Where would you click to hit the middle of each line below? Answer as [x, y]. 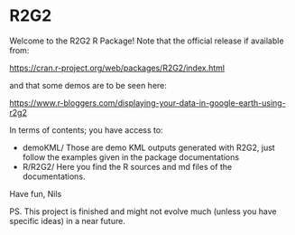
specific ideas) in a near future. [68, 221]
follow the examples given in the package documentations [131, 157]
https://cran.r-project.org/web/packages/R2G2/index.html [117, 68]
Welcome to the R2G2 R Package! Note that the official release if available [147, 41]
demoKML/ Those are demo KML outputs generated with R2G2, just [148, 147]
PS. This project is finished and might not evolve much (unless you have [143, 211]
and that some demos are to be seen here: [88, 85]
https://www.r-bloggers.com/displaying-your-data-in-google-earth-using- [147, 103]
